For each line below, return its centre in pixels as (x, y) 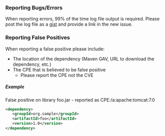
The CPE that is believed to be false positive (59, 70)
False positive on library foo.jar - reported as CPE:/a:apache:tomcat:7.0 (80, 100)
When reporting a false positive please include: (55, 49)
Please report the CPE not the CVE (57, 75)
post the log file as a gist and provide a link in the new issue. (69, 24)
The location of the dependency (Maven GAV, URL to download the (84, 59)
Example (15, 87)
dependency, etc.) (32, 64)
